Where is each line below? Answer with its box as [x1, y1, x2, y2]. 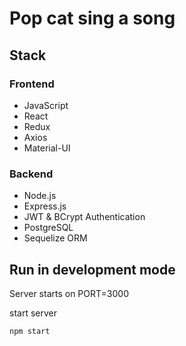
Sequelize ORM [23, 232, 88, 244]
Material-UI [23, 142, 71, 154]
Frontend [9, 77, 55, 91]
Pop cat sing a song [9, 7, 176, 30]
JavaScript [23, 99, 69, 111]
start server [9, 307, 57, 319]
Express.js [23, 200, 67, 212]
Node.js [23, 190, 57, 202]
